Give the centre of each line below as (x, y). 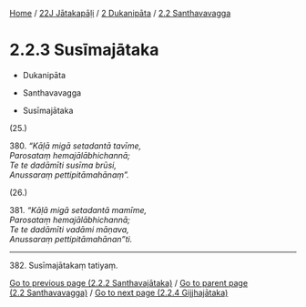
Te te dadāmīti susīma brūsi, (63, 165)
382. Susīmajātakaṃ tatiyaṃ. (64, 265)
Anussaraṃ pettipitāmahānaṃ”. (69, 174)
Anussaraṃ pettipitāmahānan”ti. (71, 239)
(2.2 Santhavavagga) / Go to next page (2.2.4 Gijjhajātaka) (119, 292)
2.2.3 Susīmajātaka (84, 50)
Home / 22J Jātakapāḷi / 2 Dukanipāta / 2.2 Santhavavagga (120, 13)
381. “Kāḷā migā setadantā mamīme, (78, 210)
